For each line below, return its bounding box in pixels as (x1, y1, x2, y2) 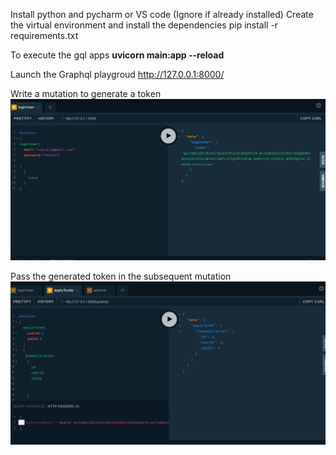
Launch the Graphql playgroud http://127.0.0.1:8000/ (10, 69, 225, 80)
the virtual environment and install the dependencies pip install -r (10, 19, 279, 31)
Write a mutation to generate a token (10, 88, 162, 99)
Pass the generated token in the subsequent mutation (10, 270, 232, 282)
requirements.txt (10, 30, 79, 41)
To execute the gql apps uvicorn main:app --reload (10, 49, 225, 61)
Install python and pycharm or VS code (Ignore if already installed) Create (10, 9, 314, 20)
